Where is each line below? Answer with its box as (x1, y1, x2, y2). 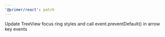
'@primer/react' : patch (5, 7, 55, 12)
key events (5, 26, 27, 32)
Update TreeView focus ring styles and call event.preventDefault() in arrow (5, 21, 160, 27)
